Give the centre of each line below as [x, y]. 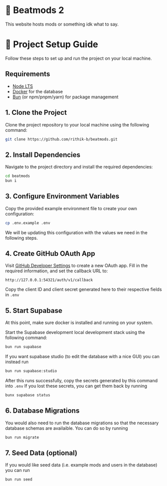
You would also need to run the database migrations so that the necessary [82, 423]
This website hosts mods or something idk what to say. [62, 24]
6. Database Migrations [42, 411]
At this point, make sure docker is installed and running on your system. [79, 322]
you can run [18, 470]
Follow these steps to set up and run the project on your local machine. [78, 58]
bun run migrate [22, 437]
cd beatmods [18, 176]
